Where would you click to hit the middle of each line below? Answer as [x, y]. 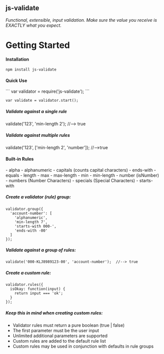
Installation [17, 59]
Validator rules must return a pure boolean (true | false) [69, 325]
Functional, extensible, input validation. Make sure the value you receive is [81, 20]
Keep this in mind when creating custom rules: [54, 313]
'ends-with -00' [31, 231]
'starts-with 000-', [35, 226]
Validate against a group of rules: [41, 250]
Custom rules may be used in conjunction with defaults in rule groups [83, 346]
